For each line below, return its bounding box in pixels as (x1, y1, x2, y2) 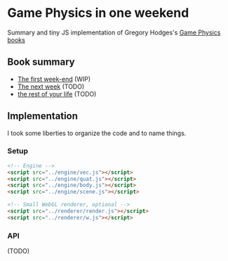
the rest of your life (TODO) (17, 89, 97, 98)
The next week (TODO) (17, 82, 85, 91)
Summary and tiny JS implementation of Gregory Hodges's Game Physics (7, 28, 221, 37)
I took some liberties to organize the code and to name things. (7, 129, 187, 137)
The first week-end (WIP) (17, 75, 91, 83)
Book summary (7, 56, 75, 68)
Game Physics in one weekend (7, 5, 189, 21)
